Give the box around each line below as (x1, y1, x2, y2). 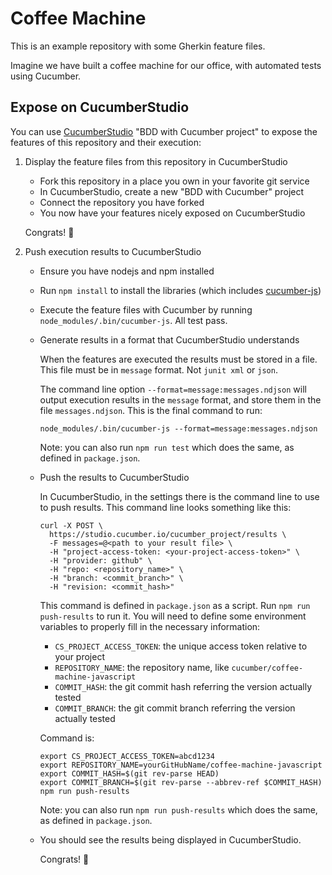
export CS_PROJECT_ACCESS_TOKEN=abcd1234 (39, 751, 215, 761)
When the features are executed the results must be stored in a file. (39, 353, 318, 365)
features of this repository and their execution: (10, 136, 202, 148)
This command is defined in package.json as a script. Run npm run (39, 599, 311, 611)
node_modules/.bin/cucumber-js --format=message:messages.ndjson (39, 423, 318, 434)
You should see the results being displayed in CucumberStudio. (39, 833, 302, 846)
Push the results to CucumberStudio (39, 471, 190, 483)
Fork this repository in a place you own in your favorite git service (39, 175, 310, 187)
